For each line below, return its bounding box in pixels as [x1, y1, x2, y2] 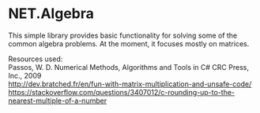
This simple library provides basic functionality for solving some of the [8, 31, 238, 40]
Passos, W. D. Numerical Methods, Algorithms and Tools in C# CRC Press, [8, 62, 249, 71]
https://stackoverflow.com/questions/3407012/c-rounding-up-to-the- [8, 87, 236, 97]
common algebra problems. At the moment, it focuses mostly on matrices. [8, 38, 250, 48]
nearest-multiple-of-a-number [8, 96, 107, 105]
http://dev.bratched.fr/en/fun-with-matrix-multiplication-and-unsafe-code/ [8, 79, 252, 89]
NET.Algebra [8, 5, 95, 23]
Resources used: [8, 54, 63, 64]
